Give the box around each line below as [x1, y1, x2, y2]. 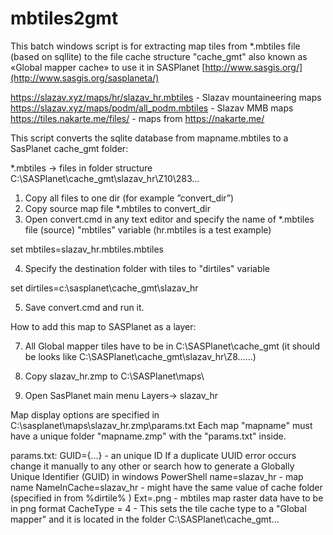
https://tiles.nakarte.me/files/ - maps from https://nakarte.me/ [10, 112, 265, 124]
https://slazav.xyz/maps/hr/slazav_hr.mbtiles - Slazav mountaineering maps [10, 91, 322, 103]
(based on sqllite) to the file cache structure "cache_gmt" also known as [10, 50, 308, 62]
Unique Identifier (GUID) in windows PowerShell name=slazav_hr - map [10, 470, 304, 482]
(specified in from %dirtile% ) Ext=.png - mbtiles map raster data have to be [10, 492, 324, 504]
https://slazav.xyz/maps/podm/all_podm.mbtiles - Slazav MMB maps [10, 102, 294, 114]
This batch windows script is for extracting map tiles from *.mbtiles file [10, 40, 301, 52]
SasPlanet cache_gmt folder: [10, 142, 129, 154]
